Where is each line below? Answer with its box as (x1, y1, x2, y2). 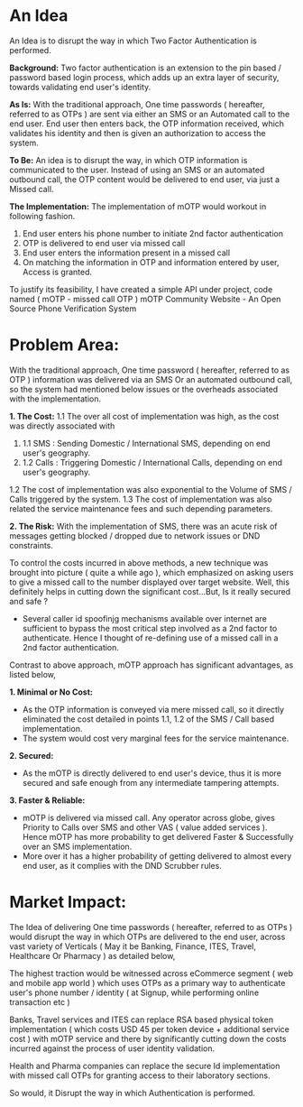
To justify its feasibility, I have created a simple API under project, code (9, 283, 273, 294)
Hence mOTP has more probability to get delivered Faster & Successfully (22, 831, 294, 842)
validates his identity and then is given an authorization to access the (9, 127, 266, 138)
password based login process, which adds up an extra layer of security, (9, 71, 280, 82)
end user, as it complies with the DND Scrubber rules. (22, 860, 223, 871)
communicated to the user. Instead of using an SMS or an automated (9, 164, 265, 175)
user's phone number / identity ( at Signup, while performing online (9, 987, 260, 998)
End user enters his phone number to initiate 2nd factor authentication (22, 227, 284, 239)
